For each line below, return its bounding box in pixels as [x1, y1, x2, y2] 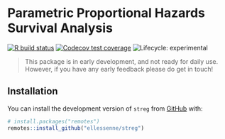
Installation [7, 85, 58, 97]
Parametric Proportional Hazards [7, 5, 206, 21]
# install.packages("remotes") [7, 118, 100, 125]
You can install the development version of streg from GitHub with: [7, 104, 204, 113]
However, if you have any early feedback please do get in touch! [24, 65, 214, 73]
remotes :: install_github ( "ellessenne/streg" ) [7, 124, 144, 132]
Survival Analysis [7, 20, 114, 36]
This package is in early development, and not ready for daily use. [24, 57, 219, 65]
